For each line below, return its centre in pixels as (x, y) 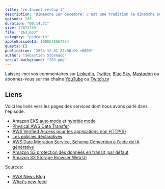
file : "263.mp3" (22, 32)
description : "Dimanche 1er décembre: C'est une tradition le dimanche (80, 14)
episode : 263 (18, 19)
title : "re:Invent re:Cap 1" (35, 10)
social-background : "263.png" (36, 60)
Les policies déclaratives (37, 137)
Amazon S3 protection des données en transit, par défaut (70, 152)
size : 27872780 (21, 28)
